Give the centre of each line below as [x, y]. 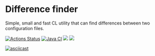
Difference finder [42, 9]
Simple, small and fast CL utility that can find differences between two [78, 23]
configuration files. [25, 28]
